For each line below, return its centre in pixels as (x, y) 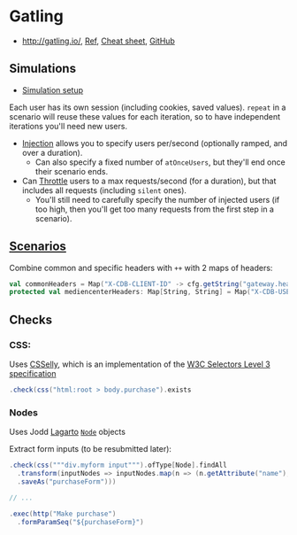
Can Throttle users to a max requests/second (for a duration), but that (149, 181)
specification (33, 373)
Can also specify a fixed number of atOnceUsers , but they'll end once (160, 162)
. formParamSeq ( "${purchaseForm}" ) (80, 522)
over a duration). (52, 152)
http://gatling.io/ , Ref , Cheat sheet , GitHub (98, 41)
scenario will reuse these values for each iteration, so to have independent (145, 116)
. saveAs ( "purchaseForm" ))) (67, 481)
